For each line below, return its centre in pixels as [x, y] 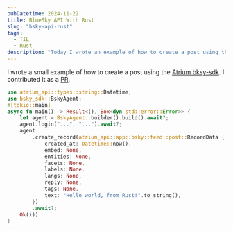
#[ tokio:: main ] [29, 105]
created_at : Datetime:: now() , [88, 144]
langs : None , [63, 176]
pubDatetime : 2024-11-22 [43, 14]
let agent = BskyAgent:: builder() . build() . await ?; [94, 118]
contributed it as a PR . [39, 79]
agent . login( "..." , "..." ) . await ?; [71, 125]
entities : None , [68, 157]
